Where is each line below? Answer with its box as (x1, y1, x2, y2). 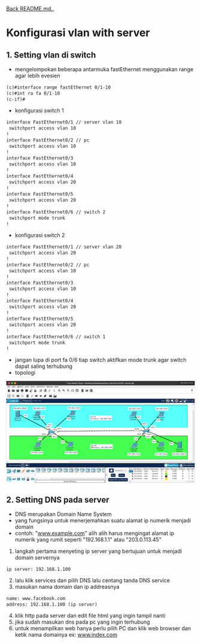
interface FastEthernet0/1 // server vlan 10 (6, 119, 121, 125)
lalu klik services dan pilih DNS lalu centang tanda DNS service (14, 576, 170, 583)
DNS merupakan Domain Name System (14, 510, 112, 518)
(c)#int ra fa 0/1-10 (6, 90, 60, 96)
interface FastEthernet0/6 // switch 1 (6, 334, 106, 340)
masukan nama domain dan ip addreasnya (14, 583, 120, 590)
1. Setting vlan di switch (6, 50, 96, 60)
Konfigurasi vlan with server (6, 26, 151, 40)
